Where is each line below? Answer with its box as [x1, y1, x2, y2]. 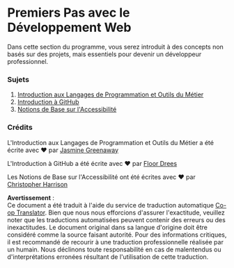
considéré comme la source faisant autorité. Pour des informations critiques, [7, 231, 227, 239]
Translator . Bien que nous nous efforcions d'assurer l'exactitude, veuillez [16, 208, 225, 217]
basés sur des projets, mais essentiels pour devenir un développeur [7, 50, 202, 58]
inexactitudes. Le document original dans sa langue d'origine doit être [7, 223, 208, 231]
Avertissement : [7, 193, 54, 202]
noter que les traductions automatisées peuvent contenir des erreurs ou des [7, 215, 226, 224]
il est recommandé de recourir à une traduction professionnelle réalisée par [7, 237, 224, 246]
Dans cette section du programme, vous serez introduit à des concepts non [7, 42, 224, 51]
